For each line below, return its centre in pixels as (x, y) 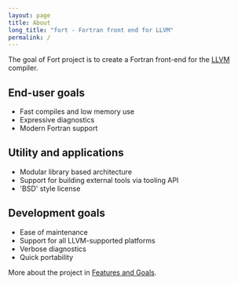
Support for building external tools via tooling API (99, 180)
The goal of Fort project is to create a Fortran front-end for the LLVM (119, 60)
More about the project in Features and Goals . (82, 272)
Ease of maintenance (54, 232)
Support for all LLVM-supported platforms (87, 240)
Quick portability (46, 257)
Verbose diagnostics (53, 249)
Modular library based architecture (75, 172)
